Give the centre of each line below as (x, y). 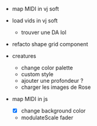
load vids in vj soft (35, 20)
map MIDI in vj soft (35, 9)
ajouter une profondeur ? (52, 81)
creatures (24, 56)
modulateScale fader (47, 117)
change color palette (47, 68)
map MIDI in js (30, 99)
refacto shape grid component (50, 44)
